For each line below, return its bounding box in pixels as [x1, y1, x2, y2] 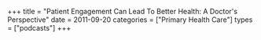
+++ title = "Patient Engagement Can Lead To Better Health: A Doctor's [7, 7, 237, 16]
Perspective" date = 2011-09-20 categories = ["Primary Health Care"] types [7, 15, 253, 24]
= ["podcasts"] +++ [7, 24, 72, 32]
